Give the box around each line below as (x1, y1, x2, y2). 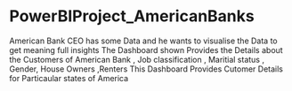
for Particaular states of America (9, 72, 129, 83)
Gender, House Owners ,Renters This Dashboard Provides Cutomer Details (9, 64, 283, 74)
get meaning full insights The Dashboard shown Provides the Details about (9, 44, 283, 55)
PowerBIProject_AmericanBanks (9, 6, 255, 27)
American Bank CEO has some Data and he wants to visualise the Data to (9, 35, 278, 46)
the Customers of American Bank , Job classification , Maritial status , (9, 54, 265, 64)
